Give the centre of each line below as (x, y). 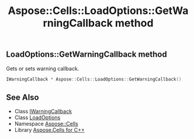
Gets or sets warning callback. (43, 68)
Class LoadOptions (37, 117)
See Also (22, 97)
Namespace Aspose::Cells (46, 124)
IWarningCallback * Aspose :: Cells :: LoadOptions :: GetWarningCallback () (94, 79)
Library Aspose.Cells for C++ (49, 130)
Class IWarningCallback (43, 112)
